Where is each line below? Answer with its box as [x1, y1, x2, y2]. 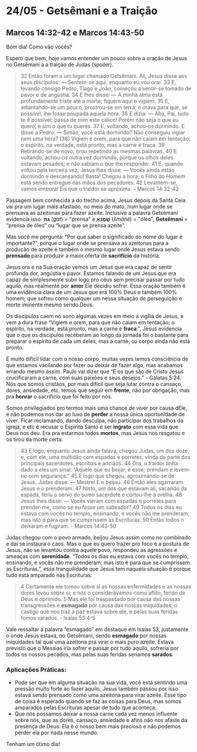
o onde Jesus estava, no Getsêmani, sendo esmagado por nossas [6, 632, 167, 639]
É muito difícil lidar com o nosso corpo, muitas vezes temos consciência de [6, 355, 188, 362]
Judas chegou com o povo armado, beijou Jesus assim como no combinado [6, 534, 191, 541]
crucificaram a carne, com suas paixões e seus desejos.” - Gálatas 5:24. [6, 374, 182, 381]
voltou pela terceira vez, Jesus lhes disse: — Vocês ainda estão [20, 166, 175, 174]
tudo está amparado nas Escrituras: [6, 571, 92, 578]
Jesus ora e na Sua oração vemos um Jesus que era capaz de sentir [6, 264, 172, 270]
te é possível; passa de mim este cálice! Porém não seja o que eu [20, 116, 179, 123]
